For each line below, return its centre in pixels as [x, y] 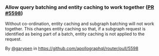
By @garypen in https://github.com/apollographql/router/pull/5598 [72, 49]
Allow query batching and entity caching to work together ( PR [79, 7]
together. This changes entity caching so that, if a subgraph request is [75, 29]
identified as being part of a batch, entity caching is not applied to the [75, 34]
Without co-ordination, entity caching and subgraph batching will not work [80, 24]
